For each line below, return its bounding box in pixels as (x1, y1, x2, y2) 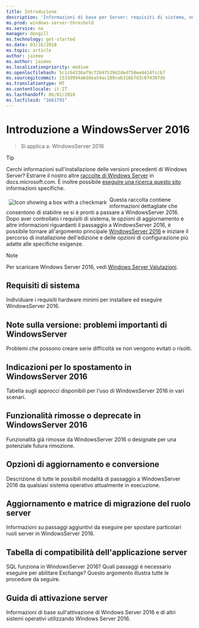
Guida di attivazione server (6, 593, 108, 603)
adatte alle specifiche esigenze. (6, 240, 84, 247)
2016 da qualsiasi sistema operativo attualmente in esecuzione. (6, 481, 161, 488)
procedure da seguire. (6, 576, 60, 583)
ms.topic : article (6, 48, 52, 54)
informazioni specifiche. (6, 184, 65, 191)
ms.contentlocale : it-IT (6, 86, 68, 92)
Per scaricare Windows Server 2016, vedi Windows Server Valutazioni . (6, 263, 178, 271)
